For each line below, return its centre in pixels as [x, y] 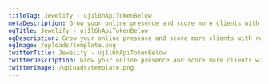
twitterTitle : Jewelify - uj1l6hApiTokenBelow [87, 53]
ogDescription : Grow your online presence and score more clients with [130, 38]
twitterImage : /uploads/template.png [71, 68]
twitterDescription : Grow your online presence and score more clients [130, 61]
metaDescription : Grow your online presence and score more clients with [134, 23]
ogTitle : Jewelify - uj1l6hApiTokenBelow [78, 30]
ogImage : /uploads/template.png [62, 46]
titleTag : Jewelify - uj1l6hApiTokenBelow [80, 16]
